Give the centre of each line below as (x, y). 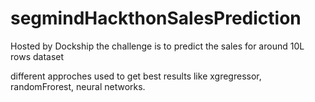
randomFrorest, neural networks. (78, 86)
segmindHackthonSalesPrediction (156, 18)
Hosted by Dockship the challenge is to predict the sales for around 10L (157, 46)
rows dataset (37, 56)
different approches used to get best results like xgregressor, (136, 76)
